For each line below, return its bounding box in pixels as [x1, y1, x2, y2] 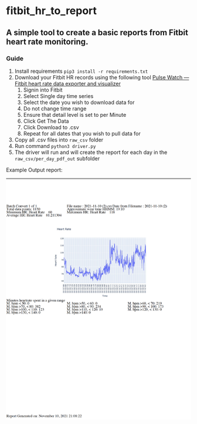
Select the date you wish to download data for [23, 99, 135, 106]
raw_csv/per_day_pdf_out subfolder [14, 154, 100, 162]
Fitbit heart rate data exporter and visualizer [14, 80, 121, 87]
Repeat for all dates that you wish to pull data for [23, 130, 141, 137]
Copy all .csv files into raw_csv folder [14, 136, 104, 143]
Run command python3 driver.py [14, 142, 96, 149]
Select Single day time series [23, 92, 94, 99]
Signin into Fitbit [23, 86, 63, 93]
